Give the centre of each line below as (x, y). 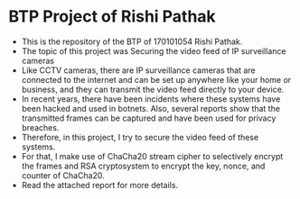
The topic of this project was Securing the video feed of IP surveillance (154, 50)
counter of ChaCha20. (63, 175)
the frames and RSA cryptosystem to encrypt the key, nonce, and (143, 166)
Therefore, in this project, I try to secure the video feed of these (140, 137)
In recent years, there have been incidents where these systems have (151, 99)
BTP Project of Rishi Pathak (112, 17)
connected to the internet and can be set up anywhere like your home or (156, 79)
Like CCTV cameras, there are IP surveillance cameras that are (138, 70)
